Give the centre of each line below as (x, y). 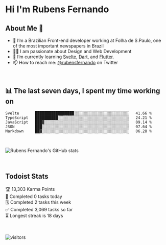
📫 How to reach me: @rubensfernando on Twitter (65, 63)
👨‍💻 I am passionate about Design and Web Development (72, 51)
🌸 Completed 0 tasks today (34, 196)
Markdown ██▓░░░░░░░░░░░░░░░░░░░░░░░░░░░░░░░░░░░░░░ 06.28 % (79, 131)
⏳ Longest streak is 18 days (34, 215)
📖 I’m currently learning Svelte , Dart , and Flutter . (63, 57)
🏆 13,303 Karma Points (30, 189)
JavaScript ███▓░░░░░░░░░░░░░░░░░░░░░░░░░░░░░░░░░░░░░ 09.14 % (79, 122)
